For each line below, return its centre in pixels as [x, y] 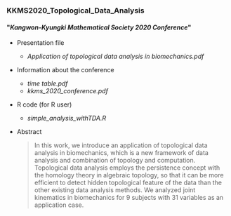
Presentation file [40, 43]
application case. [59, 205]
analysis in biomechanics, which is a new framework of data [121, 153]
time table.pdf [47, 83]
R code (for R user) [44, 104]
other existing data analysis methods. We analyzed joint [115, 190]
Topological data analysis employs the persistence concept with [127, 168]
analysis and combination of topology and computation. [115, 161]
